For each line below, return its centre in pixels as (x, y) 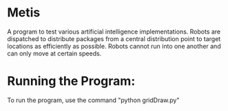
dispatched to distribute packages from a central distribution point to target (114, 38)
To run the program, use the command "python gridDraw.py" (93, 100)
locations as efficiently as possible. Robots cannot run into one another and (114, 46)
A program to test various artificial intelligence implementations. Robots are (114, 32)
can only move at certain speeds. (54, 53)
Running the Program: (71, 81)
